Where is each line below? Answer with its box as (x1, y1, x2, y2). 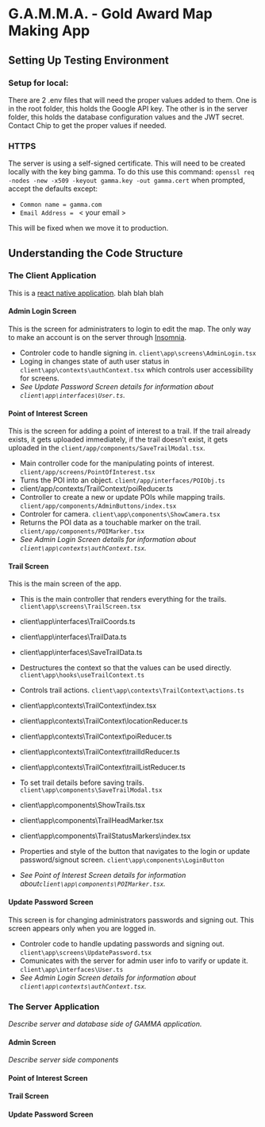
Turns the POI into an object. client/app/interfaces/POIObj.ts (19, 475, 225, 486)
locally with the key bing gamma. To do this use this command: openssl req (8, 167, 255, 177)
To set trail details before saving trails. (19, 778, 144, 788)
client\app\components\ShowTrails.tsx (19, 801, 145, 810)
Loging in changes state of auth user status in (19, 357, 170, 366)
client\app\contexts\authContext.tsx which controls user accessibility (19, 365, 254, 375)
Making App (8, 21, 90, 40)
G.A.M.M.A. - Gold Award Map (8, 5, 213, 23)
